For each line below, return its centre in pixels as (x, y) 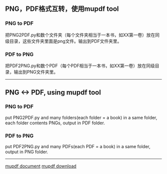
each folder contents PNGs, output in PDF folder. (55, 123)
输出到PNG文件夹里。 (36, 72)
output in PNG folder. (27, 152)
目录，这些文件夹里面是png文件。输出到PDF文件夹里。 (65, 41)
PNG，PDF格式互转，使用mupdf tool (62, 9)
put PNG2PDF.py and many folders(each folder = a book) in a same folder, (81, 117)
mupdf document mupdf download (41, 166)
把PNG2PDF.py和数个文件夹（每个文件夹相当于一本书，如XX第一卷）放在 (80, 35)
